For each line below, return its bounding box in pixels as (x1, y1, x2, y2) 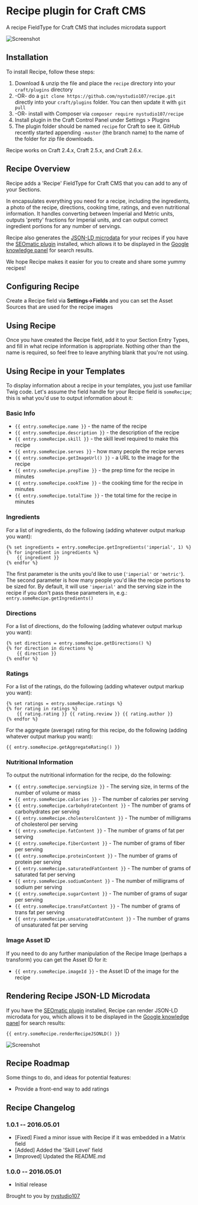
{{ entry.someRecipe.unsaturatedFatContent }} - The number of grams (14, 915, 190, 922)
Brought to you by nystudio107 (6, 1193, 80, 1200)
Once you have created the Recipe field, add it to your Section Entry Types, (6, 336, 190, 344)
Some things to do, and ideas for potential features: (6, 1074, 131, 1081)
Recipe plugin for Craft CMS (6, 4, 146, 18)
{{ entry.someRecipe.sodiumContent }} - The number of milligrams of (14, 877, 185, 884)
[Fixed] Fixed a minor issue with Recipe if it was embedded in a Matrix (14, 1134, 186, 1141)
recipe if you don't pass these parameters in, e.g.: (6, 589, 128, 596)
